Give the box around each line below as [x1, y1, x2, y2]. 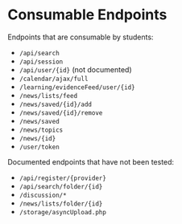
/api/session [19, 58, 64, 66]
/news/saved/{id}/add [19, 100, 92, 108]
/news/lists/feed [19, 92, 78, 100]
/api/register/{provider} [19, 174, 106, 182]
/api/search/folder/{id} [19, 182, 103, 190]
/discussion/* [19, 191, 67, 199]
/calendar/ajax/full [19, 75, 89, 83]
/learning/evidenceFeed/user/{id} [19, 83, 135, 92]
